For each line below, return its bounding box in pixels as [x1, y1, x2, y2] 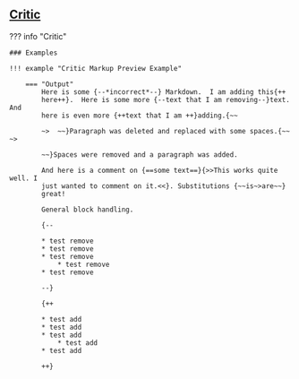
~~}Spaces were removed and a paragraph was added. [41, 150, 239, 159]
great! [41, 189, 66, 198]
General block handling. [41, 205, 134, 214]
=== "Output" [25, 80, 74, 89]
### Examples [9, 48, 58, 57]
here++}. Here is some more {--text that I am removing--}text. [41, 95, 291, 104]
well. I [9, 174, 38, 183]
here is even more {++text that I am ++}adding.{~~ [41, 111, 239, 120]
